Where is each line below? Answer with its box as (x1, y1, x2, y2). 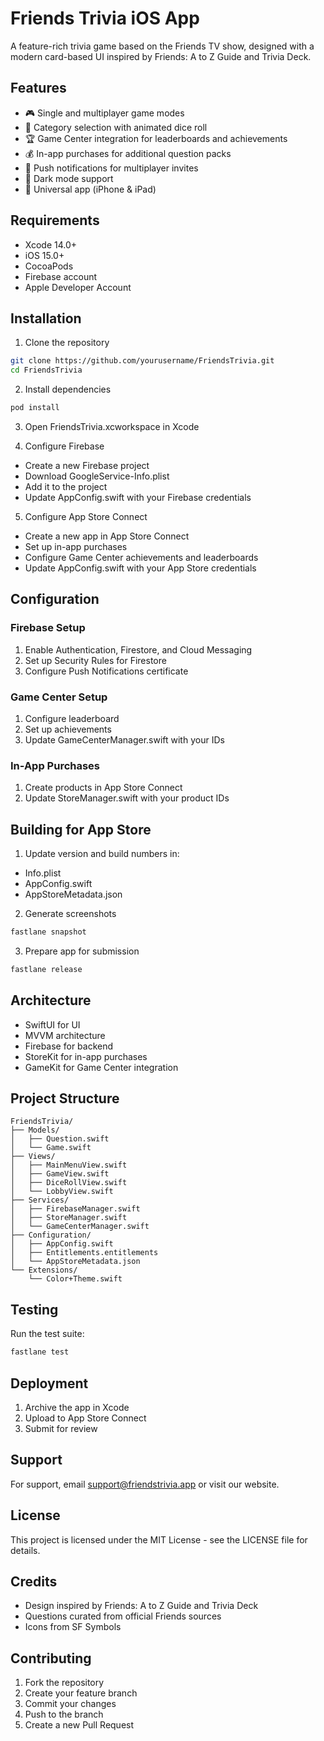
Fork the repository (24, 1677, 105, 1689)
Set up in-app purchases (24, 541, 128, 552)
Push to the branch (24, 1708, 104, 1721)
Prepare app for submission (24, 945, 140, 957)
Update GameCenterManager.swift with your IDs (24, 733, 225, 746)
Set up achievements (24, 723, 112, 735)
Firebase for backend (24, 1040, 114, 1052)
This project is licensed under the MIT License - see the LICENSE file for (10, 1533, 308, 1546)
